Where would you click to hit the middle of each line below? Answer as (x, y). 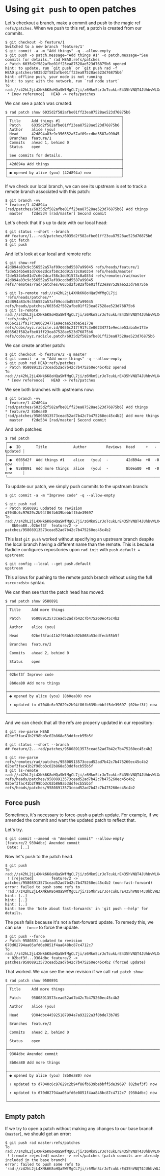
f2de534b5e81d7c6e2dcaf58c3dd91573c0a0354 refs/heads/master (69, 271)
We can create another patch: (35, 345)
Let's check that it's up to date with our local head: (56, 223)
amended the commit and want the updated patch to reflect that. (70, 820)
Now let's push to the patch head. (39, 856)
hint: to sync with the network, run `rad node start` (62, 81)
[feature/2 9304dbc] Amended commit (42, 843)
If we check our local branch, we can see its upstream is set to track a (76, 186)
